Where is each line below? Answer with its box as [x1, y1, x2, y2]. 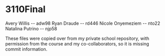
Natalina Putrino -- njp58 [5, 25, 57, 31]
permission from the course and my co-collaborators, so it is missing [5, 40, 149, 46]
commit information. [5, 46, 47, 52]
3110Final [5, 4, 46, 15]
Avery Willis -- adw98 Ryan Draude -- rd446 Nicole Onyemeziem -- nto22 [5, 20, 160, 26]
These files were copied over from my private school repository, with [5, 35, 150, 41]
